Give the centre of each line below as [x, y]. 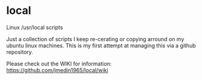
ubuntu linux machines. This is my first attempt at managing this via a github [101, 45]
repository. [20, 52]
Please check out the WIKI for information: [59, 64]
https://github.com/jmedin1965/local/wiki [57, 70]
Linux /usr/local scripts [35, 27]
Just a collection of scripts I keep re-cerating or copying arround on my [95, 39]
